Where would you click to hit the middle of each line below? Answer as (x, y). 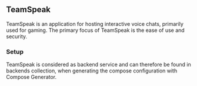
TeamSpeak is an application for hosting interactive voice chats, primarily (95, 24)
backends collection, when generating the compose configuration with (92, 71)
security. (17, 36)
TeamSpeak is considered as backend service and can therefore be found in (98, 65)
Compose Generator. (31, 77)
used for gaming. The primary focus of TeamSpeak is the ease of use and (96, 30)
